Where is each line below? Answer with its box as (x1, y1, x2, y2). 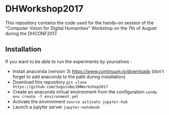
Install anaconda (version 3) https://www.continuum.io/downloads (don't (12, 68, 164, 74)
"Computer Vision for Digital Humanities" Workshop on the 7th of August (5, 25, 157, 31)
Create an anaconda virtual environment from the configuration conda (12, 89, 157, 95)
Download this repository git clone (12, 79, 87, 85)
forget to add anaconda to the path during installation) (12, 74, 125, 80)
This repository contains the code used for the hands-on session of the (5, 20, 154, 26)
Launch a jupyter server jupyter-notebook (12, 104, 100, 110)
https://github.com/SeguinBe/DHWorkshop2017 (12, 84, 108, 89)
